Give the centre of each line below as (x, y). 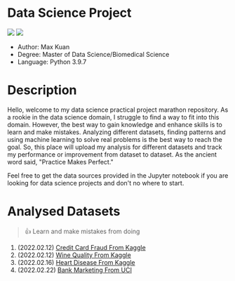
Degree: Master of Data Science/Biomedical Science (93, 54)
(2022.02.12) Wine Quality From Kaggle (74, 255)
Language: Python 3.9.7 (52, 62)
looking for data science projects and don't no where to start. (96, 183)
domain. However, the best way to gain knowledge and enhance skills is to (115, 124)
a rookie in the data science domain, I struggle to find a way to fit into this (113, 117)
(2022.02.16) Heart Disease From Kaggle (76, 262)
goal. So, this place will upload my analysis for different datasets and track (115, 147)
